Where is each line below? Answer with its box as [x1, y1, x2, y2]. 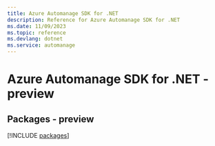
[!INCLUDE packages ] [7, 132, 70, 139]
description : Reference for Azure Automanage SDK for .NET [7, 16, 181, 23]
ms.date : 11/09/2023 [7, 23, 67, 29]
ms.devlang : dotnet [7, 36, 63, 42]
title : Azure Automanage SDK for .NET [7, 10, 119, 17]
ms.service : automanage [7, 42, 76, 49]
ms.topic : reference [7, 29, 67, 36]
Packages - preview [7, 113, 94, 125]
